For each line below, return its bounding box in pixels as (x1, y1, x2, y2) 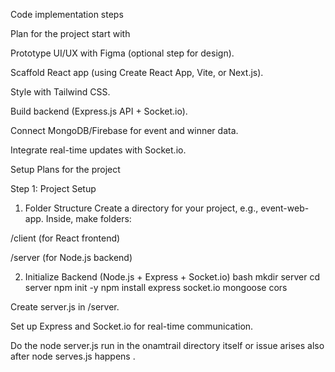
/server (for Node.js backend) (10, 252, 133, 263)
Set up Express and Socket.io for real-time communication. (10, 320, 254, 332)
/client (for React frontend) (10, 232, 121, 244)
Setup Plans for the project (10, 164, 121, 175)
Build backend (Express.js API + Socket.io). (10, 105, 188, 117)
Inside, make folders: (45, 213, 132, 224)
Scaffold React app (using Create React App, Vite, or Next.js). (10, 67, 264, 78)
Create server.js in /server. (10, 301, 120, 313)
